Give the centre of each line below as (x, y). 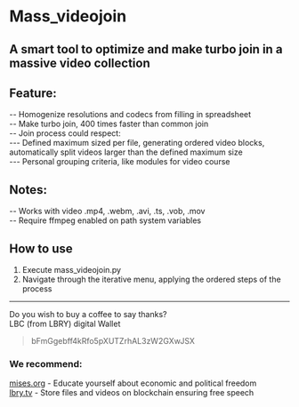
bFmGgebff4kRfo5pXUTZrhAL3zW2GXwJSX (113, 341)
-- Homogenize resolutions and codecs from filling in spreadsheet (130, 115)
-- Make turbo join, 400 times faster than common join (109, 124)
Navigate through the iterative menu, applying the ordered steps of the (152, 279)
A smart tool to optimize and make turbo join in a (146, 49)
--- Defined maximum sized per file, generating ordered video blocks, (137, 143)
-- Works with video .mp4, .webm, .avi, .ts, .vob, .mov (107, 211)
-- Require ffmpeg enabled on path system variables (105, 220)
